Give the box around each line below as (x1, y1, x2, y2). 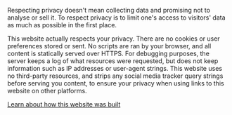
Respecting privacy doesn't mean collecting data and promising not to (7, 6, 211, 14)
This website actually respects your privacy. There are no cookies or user (7, 34, 220, 43)
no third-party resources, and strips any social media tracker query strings (7, 72, 224, 80)
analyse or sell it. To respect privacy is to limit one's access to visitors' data (7, 13, 226, 22)
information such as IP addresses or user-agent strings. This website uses (7, 65, 223, 72)
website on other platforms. (7, 87, 87, 95)
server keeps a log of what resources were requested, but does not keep (7, 57, 219, 65)
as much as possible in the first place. (7, 21, 117, 29)
